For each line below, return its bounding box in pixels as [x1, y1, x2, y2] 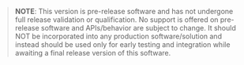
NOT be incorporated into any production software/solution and [14, 31, 223, 41]
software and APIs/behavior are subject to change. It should [41, 23, 236, 32]
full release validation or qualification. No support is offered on [14, 15, 219, 24]
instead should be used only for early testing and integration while [14, 40, 231, 49]
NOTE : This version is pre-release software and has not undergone [14, 7, 234, 16]
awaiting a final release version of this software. [14, 49, 171, 57]
